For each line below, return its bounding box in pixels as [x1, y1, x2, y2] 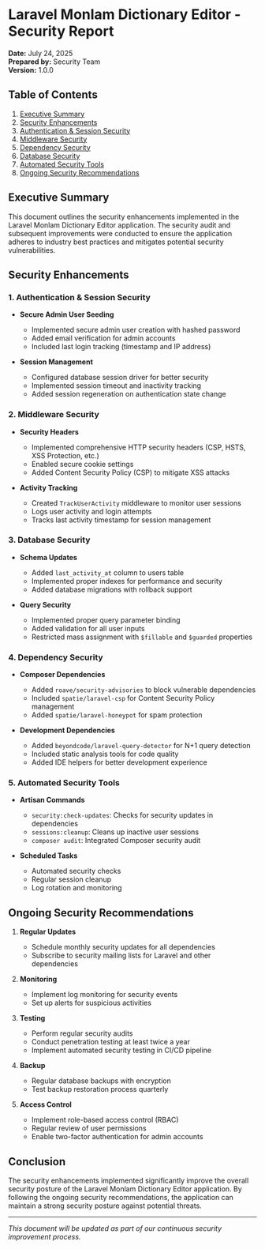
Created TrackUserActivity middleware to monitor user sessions [31, 498, 242, 507]
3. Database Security [8, 535, 91, 546]
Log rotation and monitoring [31, 883, 122, 893]
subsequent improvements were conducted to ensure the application [8, 228, 233, 238]
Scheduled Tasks [19, 851, 78, 860]
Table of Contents [8, 88, 99, 102]
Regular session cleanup [31, 875, 112, 884]
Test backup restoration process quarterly [31, 1085, 169, 1094]
